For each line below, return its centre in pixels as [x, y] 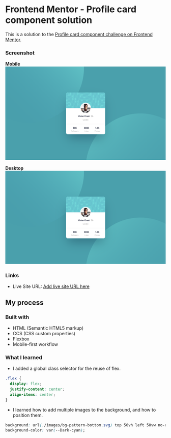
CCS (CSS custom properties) [44, 333]
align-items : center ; [33, 395]
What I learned [24, 357]
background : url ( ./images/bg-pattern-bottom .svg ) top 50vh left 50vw [81, 425]
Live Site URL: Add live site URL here [51, 286]
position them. [28, 415]
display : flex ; [26, 384]
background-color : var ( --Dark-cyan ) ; [45, 430]
